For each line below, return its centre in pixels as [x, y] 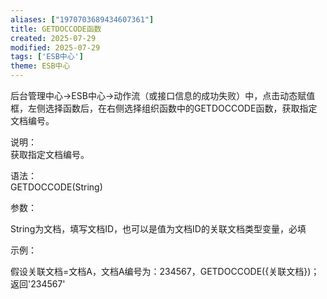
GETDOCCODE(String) [56, 187]
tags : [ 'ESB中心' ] [47, 57]
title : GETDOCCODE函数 [56, 29]
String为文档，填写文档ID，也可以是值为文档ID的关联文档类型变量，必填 [158, 229]
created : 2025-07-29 [53, 38]
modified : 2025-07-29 [55, 47]
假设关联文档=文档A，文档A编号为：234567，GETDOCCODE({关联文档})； [165, 271]
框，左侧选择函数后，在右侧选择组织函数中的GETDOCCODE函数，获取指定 [164, 108]
